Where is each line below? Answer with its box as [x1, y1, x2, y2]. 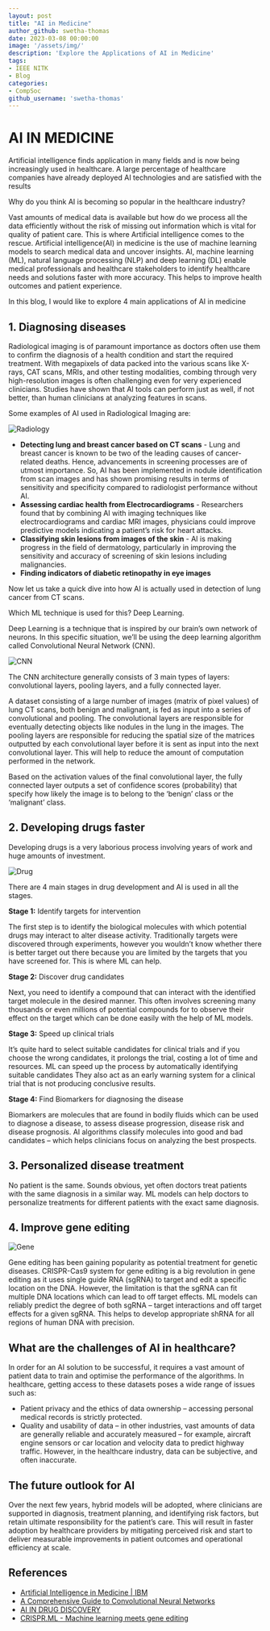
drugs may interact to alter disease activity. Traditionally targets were [8, 930, 239, 940]
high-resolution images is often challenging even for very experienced [8, 376, 242, 385]
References [8, 1566, 68, 1580]
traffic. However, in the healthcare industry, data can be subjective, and [19, 1446, 258, 1456]
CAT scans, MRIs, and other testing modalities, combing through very [27, 368, 257, 377]
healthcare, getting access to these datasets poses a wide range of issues [8, 1379, 255, 1389]
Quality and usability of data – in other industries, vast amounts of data [19, 1421, 255, 1431]
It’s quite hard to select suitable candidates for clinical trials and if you [8, 1044, 240, 1054]
